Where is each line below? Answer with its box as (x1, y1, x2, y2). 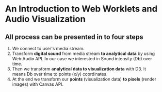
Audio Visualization (5, 13, 86, 25)
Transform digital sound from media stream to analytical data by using (12, 51, 155, 56)
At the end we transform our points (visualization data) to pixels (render (12, 76, 157, 82)
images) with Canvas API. (12, 81, 64, 87)
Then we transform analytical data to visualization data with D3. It (12, 66, 146, 72)
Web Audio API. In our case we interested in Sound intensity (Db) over (12, 56, 152, 61)
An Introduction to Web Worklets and (5, 3, 158, 14)
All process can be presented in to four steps (5, 33, 144, 41)
